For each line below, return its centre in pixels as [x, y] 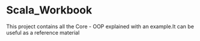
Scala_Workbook [49, 10]
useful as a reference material [43, 32]
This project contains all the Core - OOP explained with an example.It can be [100, 26]
